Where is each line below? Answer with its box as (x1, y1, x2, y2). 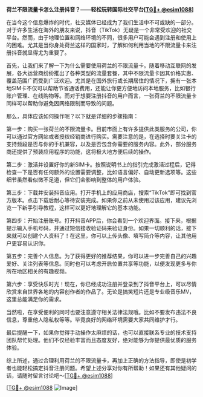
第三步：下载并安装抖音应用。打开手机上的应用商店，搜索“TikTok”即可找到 (6, 189, 192, 196)
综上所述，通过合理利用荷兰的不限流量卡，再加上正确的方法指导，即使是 (6, 357, 186, 364)
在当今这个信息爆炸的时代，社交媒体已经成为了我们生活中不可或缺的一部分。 (6, 19, 197, 26)
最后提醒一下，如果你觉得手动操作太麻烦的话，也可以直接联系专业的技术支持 (6, 329, 197, 336)
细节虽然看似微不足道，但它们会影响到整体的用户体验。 (6, 176, 144, 183)
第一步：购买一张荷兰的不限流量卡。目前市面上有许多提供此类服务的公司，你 (6, 125, 197, 133)
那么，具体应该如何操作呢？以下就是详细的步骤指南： (6, 113, 139, 120)
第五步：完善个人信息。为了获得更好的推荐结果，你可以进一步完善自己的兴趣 (6, 252, 197, 260)
